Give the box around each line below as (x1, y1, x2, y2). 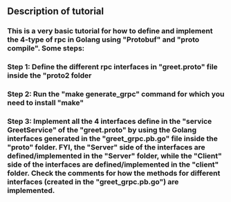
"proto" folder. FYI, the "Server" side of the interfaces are (7, 143, 205, 152)
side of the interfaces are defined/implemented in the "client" (7, 160, 219, 169)
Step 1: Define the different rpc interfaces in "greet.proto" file (7, 62, 218, 72)
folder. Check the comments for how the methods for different (7, 169, 221, 178)
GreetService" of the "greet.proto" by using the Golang (7, 125, 197, 135)
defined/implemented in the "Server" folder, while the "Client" (7, 151, 223, 161)
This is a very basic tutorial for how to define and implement (7, 26, 213, 36)
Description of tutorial (7, 6, 104, 17)
